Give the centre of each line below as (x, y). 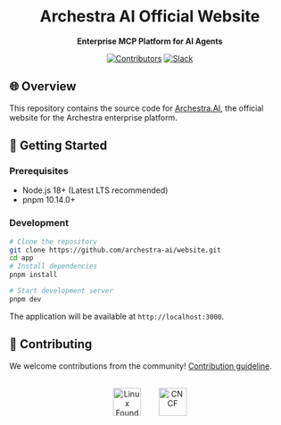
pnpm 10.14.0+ (49, 200)
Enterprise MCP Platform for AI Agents (150, 41)
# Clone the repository (54, 242)
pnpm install (33, 275)
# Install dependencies (54, 267)
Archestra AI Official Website (150, 17)
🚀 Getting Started (58, 146)
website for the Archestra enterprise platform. (94, 117)
